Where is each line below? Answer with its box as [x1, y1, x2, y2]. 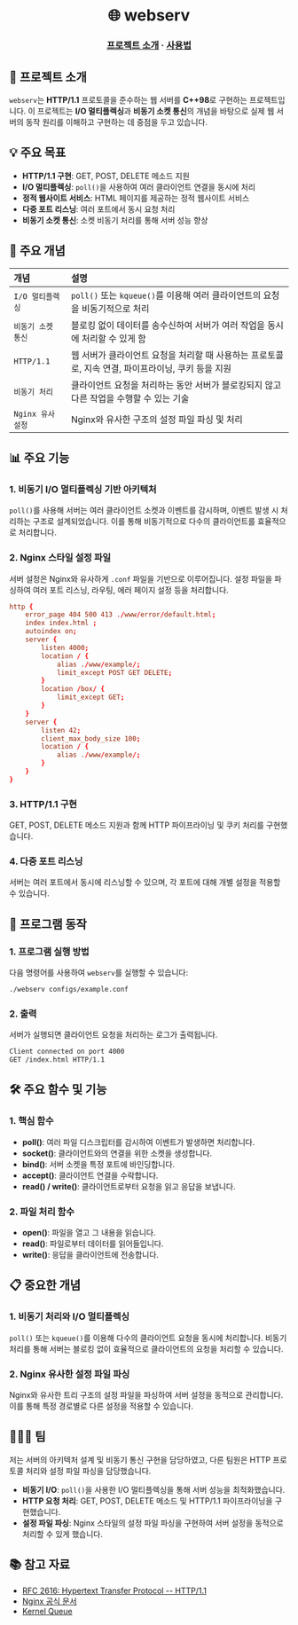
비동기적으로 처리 [81, 302, 150, 315]
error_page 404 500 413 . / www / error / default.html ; [25, 610, 216, 619]
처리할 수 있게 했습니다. [21, 1528, 104, 1539]
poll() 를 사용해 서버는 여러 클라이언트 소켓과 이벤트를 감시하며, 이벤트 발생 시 [9, 505, 279, 515]
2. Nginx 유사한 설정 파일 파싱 [9, 1368, 130, 1380]
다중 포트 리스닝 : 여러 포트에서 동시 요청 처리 [21, 203, 176, 214]
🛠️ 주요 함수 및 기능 [9, 1082, 107, 1097]
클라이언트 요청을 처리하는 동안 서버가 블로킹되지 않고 [70, 379, 282, 391]
